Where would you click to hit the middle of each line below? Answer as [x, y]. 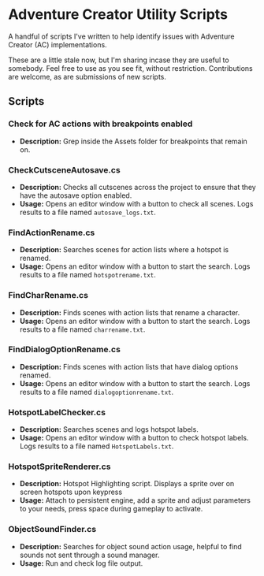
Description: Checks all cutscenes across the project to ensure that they [138, 187]
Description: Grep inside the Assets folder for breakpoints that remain [134, 141]
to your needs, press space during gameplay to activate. [111, 509]
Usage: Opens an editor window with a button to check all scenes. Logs [136, 203]
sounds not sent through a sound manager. [89, 555]
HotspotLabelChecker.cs [57, 412]
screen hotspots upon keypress [71, 492]
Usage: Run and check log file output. [81, 563]
